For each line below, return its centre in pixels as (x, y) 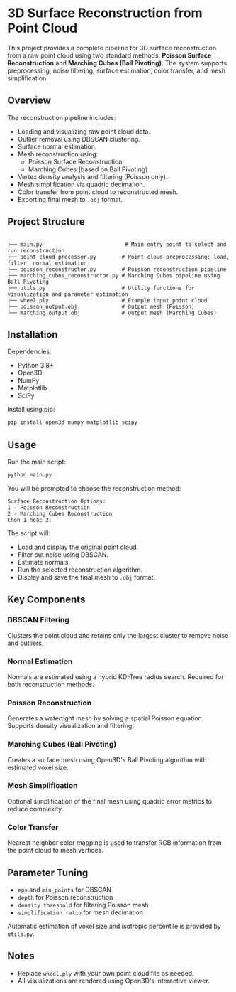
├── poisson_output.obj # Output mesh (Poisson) (101, 306)
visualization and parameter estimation (68, 294)
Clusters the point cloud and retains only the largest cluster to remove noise (118, 635)
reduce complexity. (35, 809)
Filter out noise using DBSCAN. (63, 554)
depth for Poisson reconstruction (65, 897)
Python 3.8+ (36, 366)
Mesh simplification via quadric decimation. (81, 184)
